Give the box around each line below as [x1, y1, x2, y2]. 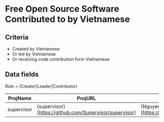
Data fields [5, 70, 39, 79]
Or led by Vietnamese [12, 51, 56, 57]
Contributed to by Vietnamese [5, 14, 130, 25]
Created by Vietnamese [12, 46, 60, 52]
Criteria [5, 33, 29, 41]
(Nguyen [141, 103, 161, 110]
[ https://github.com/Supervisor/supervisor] [37, 109, 136, 116]
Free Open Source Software [5, 3, 120, 15]
